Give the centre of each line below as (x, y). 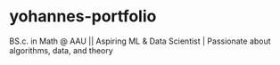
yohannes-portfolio (83, 16)
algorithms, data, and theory (61, 50)
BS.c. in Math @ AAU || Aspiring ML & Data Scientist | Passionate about (140, 41)
